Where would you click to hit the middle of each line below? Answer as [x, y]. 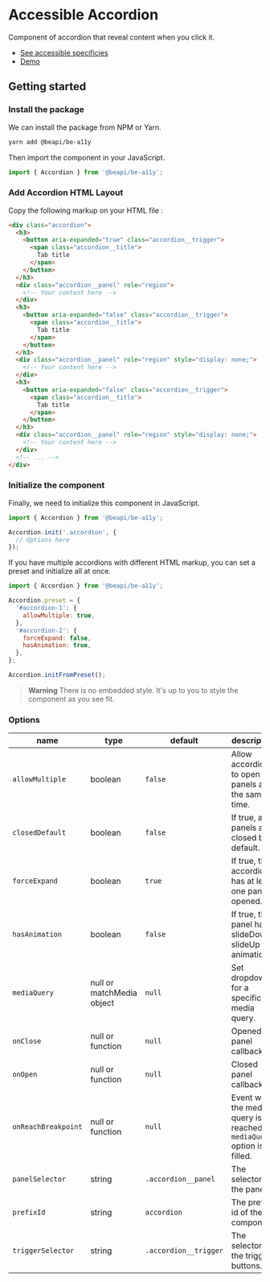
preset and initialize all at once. [59, 571]
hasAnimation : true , [57, 645]
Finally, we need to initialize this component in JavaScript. [104, 503]
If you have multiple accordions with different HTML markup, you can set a [132, 562]
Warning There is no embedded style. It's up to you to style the [133, 690]
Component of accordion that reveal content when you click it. [112, 37]
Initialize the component [57, 485]
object [102, 1003]
